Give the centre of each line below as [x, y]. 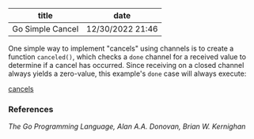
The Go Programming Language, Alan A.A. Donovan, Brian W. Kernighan [127, 126]
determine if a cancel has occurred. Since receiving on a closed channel [126, 65]
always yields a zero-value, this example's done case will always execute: [127, 73]
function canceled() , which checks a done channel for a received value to [127, 57]
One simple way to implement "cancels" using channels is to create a [121, 48]
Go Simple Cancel [45, 29]
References [31, 109]
